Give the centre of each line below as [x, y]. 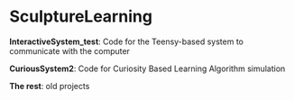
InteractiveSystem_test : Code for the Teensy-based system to [126, 41]
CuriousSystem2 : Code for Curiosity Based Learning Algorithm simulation [147, 68]
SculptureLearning [81, 17]
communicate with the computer [70, 50]
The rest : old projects [50, 86]
